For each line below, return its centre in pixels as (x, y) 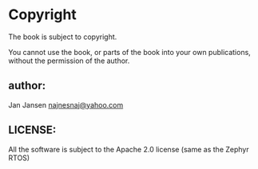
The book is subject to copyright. (63, 37)
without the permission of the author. (69, 61)
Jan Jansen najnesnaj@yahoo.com (66, 104)
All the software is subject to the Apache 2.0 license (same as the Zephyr (129, 149)
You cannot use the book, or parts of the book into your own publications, (130, 52)
